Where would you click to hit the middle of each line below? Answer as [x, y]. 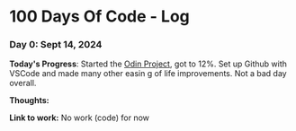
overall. [23, 83]
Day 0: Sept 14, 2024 [56, 45]
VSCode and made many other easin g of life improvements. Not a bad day [148, 74]
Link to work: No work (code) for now [80, 118]
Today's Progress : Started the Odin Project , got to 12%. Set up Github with [148, 64]
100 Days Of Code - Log [100, 17]
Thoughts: [29, 100]
